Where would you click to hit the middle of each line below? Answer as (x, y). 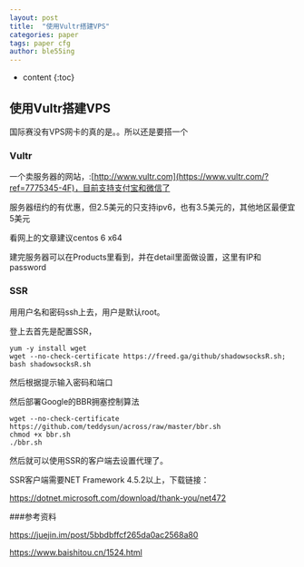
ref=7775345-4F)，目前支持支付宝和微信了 (90, 188)
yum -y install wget (49, 348)
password (28, 268)
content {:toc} (49, 77)
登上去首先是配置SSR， (53, 331)
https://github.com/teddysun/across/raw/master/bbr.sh (115, 426)
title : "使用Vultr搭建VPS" (60, 26)
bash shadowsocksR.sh (50, 364)
